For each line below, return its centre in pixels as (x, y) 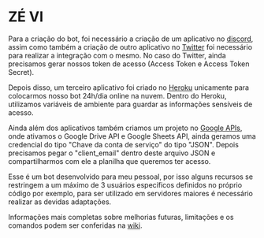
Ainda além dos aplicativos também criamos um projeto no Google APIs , (125, 128)
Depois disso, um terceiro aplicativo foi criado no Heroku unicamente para (129, 87)
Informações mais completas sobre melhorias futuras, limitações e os (121, 217)
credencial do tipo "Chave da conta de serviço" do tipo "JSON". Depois (123, 144)
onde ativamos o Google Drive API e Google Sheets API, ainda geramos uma (132, 136)
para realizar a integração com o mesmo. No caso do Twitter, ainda (117, 55)
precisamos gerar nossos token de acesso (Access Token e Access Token (129, 64)
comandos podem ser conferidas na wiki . (75, 225)
